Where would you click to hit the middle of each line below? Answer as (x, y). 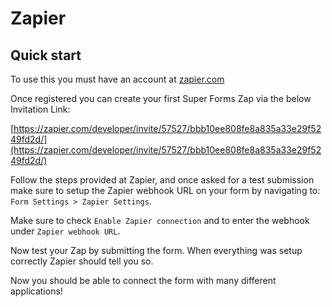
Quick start (46, 55)
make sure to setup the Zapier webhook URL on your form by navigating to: (165, 190)
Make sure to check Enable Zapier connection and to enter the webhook (160, 220)
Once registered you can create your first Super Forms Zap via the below (161, 98)
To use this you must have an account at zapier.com (117, 79)
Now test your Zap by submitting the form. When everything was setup (156, 250)
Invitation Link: (40, 109)
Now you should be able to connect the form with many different (143, 280)
